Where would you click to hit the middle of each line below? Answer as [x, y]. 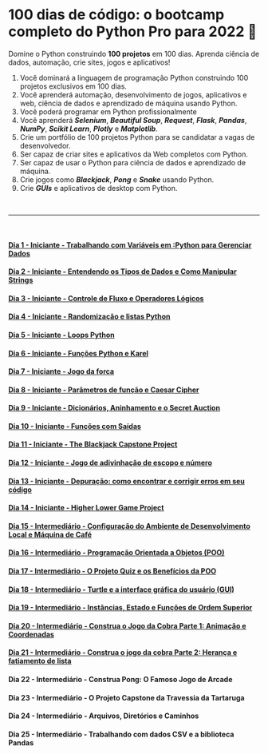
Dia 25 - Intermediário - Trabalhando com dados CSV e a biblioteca [121, 734]
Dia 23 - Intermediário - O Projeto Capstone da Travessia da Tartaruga [126, 697]
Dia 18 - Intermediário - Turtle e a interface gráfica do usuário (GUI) [122, 589]
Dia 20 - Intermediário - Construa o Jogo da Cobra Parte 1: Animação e [127, 625]
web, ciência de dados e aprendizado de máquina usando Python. [128, 103]
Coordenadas [31, 634]
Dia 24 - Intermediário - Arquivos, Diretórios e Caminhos [104, 716]
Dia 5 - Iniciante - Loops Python [62, 335]
